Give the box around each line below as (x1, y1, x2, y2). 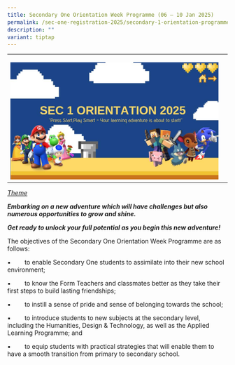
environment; (7, 265, 45, 274)
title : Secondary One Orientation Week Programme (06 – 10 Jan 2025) (7, 11, 215, 18)
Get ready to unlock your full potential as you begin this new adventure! (7, 223, 221, 232)
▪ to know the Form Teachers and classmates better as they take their (7, 279, 220, 287)
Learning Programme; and (7, 328, 83, 337)
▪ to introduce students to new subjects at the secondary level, (7, 313, 201, 322)
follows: (7, 244, 30, 253)
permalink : (7, 18, 39, 26)
